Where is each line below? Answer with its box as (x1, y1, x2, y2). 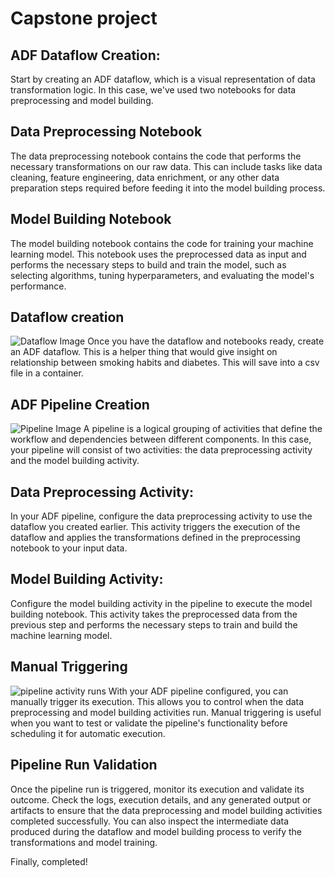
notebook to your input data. (10, 542, 128, 554)
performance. (10, 280, 67, 292)
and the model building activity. (10, 455, 140, 467)
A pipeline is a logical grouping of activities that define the (83, 423, 323, 435)
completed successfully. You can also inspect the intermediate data (10, 815, 290, 827)
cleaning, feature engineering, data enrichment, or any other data (10, 171, 280, 183)
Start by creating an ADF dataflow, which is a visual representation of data (10, 73, 316, 85)
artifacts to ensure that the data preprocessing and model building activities (10, 804, 323, 816)
